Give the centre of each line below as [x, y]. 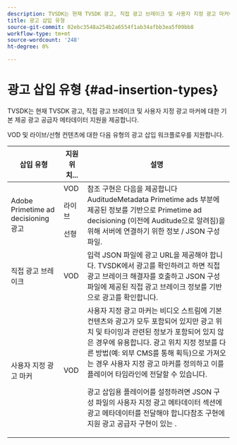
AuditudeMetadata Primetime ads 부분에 [153, 199]
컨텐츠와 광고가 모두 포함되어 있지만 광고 [150, 321]
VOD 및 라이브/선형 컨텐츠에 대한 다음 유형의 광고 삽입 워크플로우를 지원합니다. [116, 134]
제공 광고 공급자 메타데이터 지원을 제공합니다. [77, 119]
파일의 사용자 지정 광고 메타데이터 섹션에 [159, 402]
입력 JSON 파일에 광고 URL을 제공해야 [147, 255]
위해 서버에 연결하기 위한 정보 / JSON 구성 [153, 231]
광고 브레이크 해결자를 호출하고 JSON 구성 [154, 276]
